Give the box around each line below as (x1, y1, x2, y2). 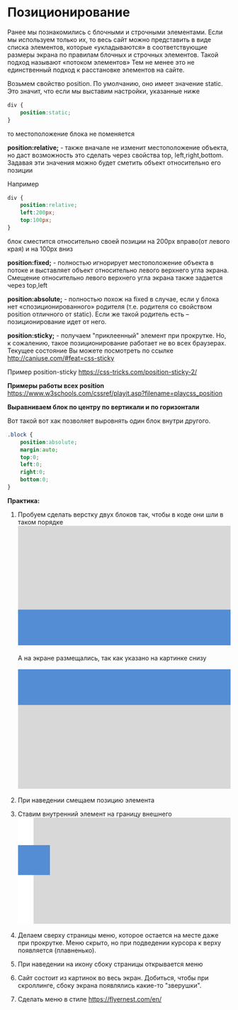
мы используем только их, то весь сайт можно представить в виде (7, 35, 211, 43)
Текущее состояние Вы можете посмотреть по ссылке (7, 346, 174, 355)
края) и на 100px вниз (7, 245, 73, 253)
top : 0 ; (20, 453, 40, 461)
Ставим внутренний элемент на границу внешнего (17, 810, 172, 818)
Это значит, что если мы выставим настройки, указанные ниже (7, 87, 200, 95)
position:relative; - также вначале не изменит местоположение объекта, (7, 143, 229, 151)
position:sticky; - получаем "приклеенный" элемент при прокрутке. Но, (7, 331, 227, 340)
